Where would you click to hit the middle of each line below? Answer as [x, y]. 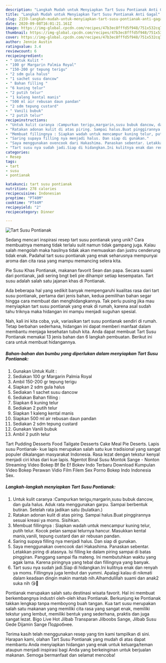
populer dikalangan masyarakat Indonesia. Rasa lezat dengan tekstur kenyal [83, 454]
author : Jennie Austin [29, 42]
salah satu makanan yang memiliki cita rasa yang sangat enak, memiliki [78, 609]
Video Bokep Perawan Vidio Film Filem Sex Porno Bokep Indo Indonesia [78, 470]
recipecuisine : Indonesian [33, 193]
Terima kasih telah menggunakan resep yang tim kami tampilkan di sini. [78, 634]
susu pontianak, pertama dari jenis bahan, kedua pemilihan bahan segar [79, 296]
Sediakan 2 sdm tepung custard [45, 424]
